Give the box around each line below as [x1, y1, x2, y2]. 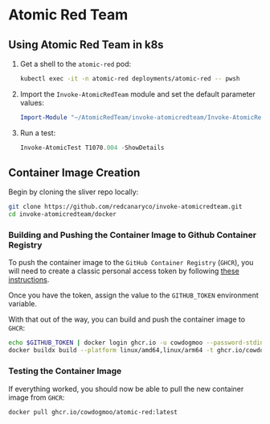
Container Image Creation [8, 166, 141, 180]
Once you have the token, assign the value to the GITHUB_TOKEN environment [8, 290, 259, 300]
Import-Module [19, 113, 67, 122]
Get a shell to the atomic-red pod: [19, 59, 132, 69]
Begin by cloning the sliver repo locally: [8, 187, 139, 197]
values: [19, 98, 44, 107]
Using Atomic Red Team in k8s [8, 38, 164, 52]
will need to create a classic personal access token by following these [8, 266, 239, 276]
